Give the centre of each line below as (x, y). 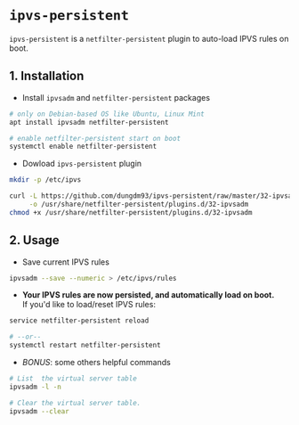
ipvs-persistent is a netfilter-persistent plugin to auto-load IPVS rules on (149, 38)
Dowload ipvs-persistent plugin (82, 164)
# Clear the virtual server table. (75, 403)
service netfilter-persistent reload (79, 321)
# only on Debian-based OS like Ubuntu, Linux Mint (107, 114)
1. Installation (47, 76)
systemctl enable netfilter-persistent (83, 147)
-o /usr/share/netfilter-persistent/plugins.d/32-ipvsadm (139, 204)
